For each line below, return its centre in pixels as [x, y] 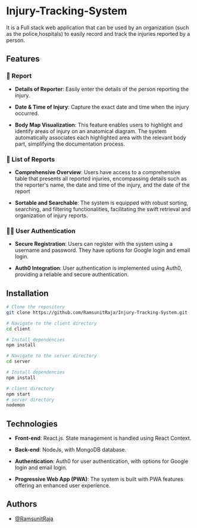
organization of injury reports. [51, 215]
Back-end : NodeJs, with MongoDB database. [71, 450]
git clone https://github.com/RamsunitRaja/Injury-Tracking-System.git [97, 312]
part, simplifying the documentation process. [70, 144]
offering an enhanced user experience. [62, 486]
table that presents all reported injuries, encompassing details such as [101, 178]
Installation [27, 293]
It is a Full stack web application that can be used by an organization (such [98, 27]
